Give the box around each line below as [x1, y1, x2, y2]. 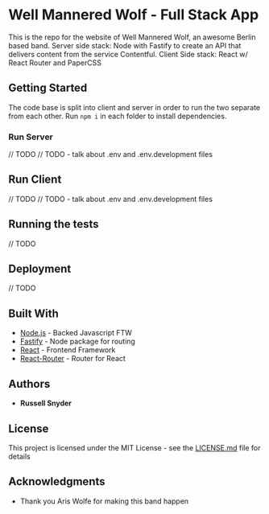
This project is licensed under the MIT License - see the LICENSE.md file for [8, 442, 261, 452]
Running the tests [8, 217, 99, 231]
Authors [8, 376, 51, 391]
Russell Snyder [19, 398, 72, 408]
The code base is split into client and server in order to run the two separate [8, 102, 260, 112]
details [8, 451, 31, 461]
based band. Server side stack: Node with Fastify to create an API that [8, 40, 242, 50]
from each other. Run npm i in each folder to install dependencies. [8, 111, 227, 121]
